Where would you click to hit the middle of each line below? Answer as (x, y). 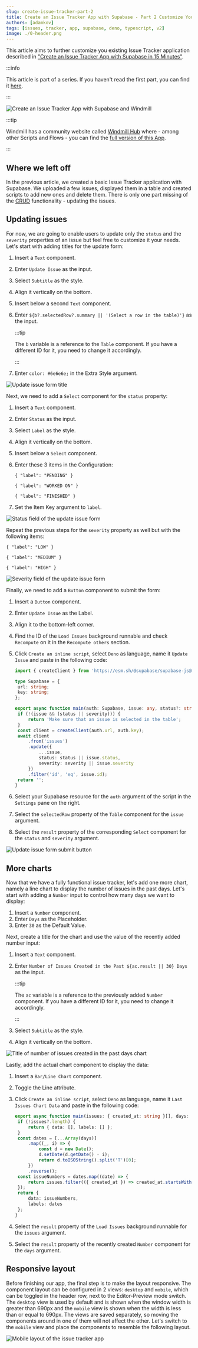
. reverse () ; (43, 1171)
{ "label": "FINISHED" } (45, 496)
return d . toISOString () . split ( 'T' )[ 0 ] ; (88, 1160)
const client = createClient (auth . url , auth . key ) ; (81, 730)
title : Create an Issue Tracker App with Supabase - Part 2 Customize (95, 17)
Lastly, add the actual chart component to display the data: (77, 1065)
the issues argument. (40, 1232)
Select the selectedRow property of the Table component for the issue (99, 814)
